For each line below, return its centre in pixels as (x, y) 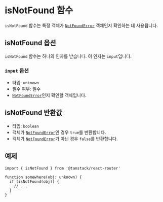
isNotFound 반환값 (33, 113)
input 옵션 (17, 71)
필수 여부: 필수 (26, 89)
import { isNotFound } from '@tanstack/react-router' (63, 168)
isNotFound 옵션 (30, 43)
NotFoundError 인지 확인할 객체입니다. (49, 95)
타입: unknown (25, 83)
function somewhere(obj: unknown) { (43, 177)
